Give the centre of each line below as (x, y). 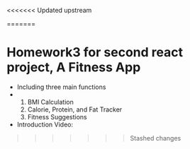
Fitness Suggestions (57, 117)
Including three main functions (61, 87)
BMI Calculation (50, 102)
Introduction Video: (45, 124)
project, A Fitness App (74, 67)
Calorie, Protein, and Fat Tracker (75, 109)
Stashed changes (156, 138)
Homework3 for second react (95, 53)
